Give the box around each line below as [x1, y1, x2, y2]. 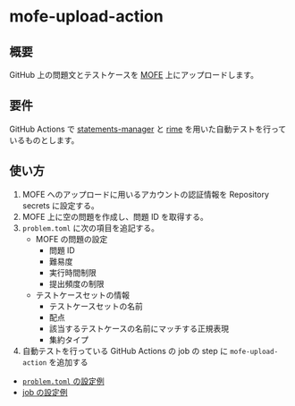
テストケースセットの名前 [48, 300, 143, 311]
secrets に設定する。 [21, 199, 100, 211]
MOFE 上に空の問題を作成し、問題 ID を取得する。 [21, 211, 208, 222]
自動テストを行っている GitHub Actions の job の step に [21, 345, 228, 356]
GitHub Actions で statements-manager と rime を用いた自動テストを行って [9, 123, 287, 134]
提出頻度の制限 [48, 278, 105, 289]
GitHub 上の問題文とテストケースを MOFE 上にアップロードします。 [9, 70, 259, 80]
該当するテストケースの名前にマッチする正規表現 [48, 323, 230, 334]
